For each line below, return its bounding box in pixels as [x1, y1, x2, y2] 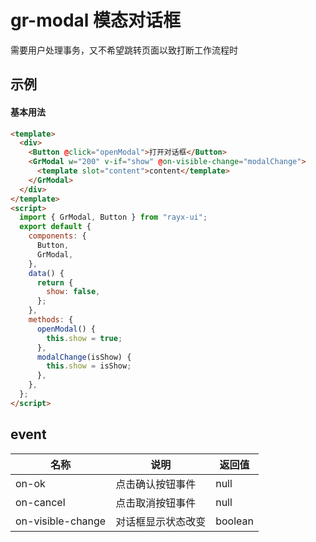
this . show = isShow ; [46, 361, 132, 371]
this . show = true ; [46, 333, 123, 343]
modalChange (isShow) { [36, 352, 132, 362]
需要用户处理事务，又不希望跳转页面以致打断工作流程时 [10, 44, 238, 56]
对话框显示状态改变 [115, 514, 207, 528]
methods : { [28, 315, 74, 325]
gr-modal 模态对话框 [10, 9, 182, 32]
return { [36, 277, 74, 288]
